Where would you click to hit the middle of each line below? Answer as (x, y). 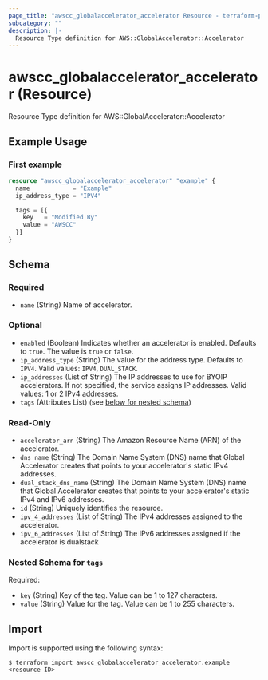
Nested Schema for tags (56, 563)
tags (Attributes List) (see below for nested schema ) (105, 402)
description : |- (35, 30)
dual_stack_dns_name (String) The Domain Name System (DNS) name (133, 483)
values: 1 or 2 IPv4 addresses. (69, 393)
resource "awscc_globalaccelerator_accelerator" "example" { (112, 180)
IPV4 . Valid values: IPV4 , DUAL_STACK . (79, 368)
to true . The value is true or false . (77, 351)
